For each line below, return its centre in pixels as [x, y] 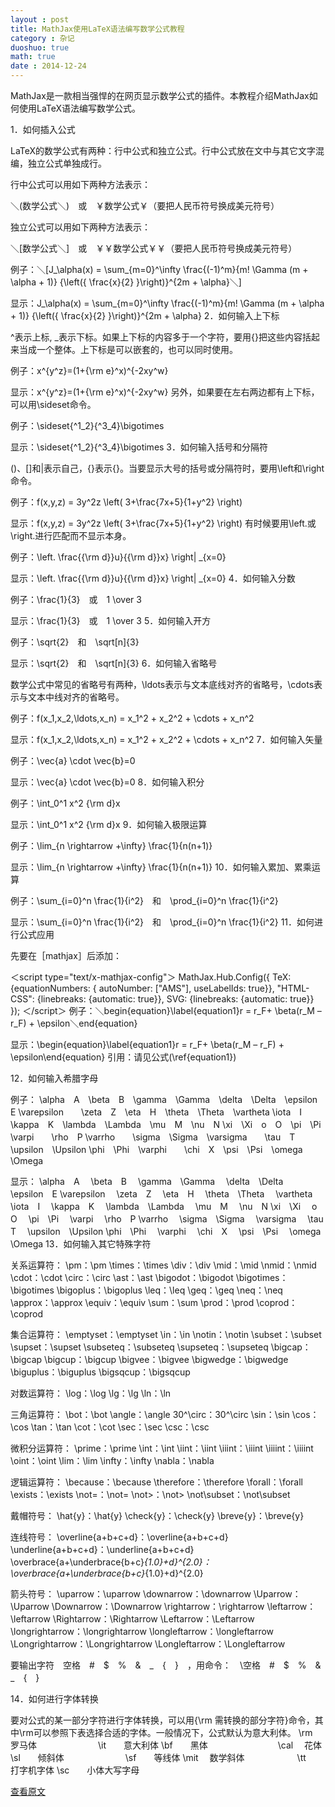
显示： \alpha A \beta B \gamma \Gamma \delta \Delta [147, 1181]
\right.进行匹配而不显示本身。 [71, 535]
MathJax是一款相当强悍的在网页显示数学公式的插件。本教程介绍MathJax [160, 95]
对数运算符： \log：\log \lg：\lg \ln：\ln [91, 1393]
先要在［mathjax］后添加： [66, 955]
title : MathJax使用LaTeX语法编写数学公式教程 [97, 29]
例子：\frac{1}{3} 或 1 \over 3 [76, 599]
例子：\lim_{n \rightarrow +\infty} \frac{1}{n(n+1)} [111, 845]
